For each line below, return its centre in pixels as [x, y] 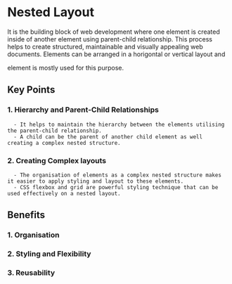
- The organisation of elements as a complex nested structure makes [117, 175]
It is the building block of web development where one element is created [114, 32]
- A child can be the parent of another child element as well [108, 137]
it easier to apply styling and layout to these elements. [96, 181]
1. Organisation [33, 235]
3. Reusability [31, 273]
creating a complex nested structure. [64, 143]
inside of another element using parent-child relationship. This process [110, 39]
